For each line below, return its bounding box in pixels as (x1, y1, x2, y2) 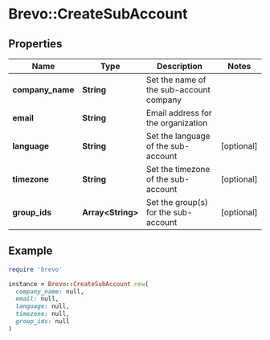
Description (156, 61, 203, 72)
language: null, (15, 302, 70, 310)
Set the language (145, 130, 211, 141)
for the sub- (145, 207, 193, 218)
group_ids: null (15, 317, 70, 326)
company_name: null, (15, 287, 84, 296)
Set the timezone (145, 164, 211, 174)
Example (8, 244, 53, 258)
